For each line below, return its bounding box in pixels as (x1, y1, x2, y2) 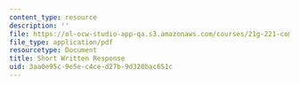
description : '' (9, 21, 69, 30)
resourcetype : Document (9, 46, 98, 55)
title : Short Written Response (9, 54, 125, 63)
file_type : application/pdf (9, 37, 114, 47)
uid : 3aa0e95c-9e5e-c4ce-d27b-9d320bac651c (9, 63, 174, 72)
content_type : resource (9, 12, 98, 22)
